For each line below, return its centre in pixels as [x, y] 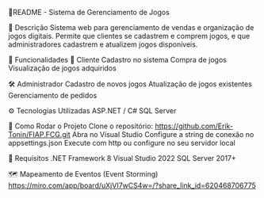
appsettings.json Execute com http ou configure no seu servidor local [122, 143]
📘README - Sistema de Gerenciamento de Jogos [89, 12]
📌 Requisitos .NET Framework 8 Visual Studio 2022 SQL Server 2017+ [122, 158]
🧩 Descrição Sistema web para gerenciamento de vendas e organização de [131, 27]
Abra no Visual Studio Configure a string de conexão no [163, 134]
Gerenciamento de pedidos [53, 95]
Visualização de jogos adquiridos [62, 68]
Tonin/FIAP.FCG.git [40, 134]
